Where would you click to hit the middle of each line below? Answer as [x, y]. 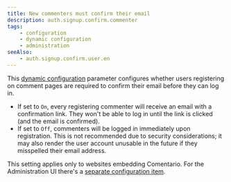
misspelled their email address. [62, 150]
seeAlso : [20, 53]
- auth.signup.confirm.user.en [65, 59]
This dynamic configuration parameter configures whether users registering [116, 78]
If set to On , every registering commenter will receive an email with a [114, 106]
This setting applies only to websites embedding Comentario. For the [106, 164]
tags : [15, 26]
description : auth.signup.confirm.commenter [72, 20]
